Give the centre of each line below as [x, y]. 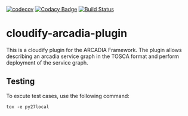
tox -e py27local [28, 107]
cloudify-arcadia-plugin [67, 33]
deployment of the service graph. [47, 62]
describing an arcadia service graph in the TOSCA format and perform [93, 56]
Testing [21, 82]
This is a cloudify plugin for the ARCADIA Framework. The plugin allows [94, 50]
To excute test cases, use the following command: [68, 96]
